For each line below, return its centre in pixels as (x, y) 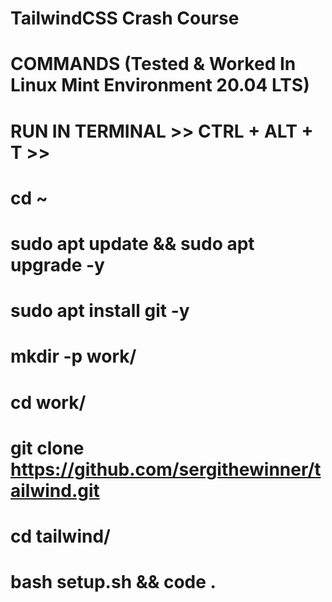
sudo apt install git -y (100, 311)
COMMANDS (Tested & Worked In (153, 64)
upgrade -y (57, 264)
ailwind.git (55, 490)
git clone (47, 448)
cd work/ (48, 402)
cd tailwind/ (60, 536)
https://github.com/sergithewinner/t (166, 469)
